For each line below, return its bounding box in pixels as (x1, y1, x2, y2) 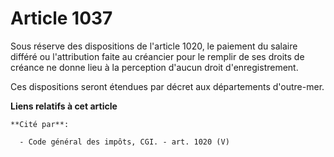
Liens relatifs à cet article (10, 100, 118, 112)
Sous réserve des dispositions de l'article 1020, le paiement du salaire (10, 40, 298, 52)
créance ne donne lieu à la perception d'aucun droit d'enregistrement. (10, 61, 299, 73)
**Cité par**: (10, 119, 70, 129)
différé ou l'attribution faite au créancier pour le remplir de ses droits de (10, 50, 305, 62)
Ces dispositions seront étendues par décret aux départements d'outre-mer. (10, 80, 325, 92)
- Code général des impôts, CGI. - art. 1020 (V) (19, 137, 230, 147)
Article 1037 (10, 7, 113, 30)
